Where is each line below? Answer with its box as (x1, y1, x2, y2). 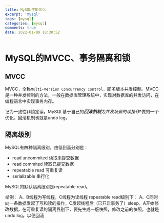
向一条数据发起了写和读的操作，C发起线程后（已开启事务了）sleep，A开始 (5, 200, 155, 206)
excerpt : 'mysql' (5, 12, 41, 17)
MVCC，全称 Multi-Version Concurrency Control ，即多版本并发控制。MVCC (5, 86, 159, 92)
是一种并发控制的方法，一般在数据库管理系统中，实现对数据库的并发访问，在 (5, 92, 159, 98)
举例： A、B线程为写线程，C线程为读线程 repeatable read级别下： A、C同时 (5, 194, 159, 200)
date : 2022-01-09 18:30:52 (5, 30, 60, 35)
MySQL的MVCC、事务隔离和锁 (5, 52, 131, 64)
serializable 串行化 (12, 173, 50, 179)
